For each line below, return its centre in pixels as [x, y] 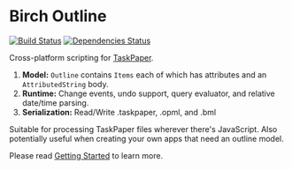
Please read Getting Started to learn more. [86, 155]
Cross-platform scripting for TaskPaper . [81, 57]
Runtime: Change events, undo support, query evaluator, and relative [149, 93]
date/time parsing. [55, 102]
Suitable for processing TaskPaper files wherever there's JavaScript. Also [143, 129]
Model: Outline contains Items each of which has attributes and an [144, 74]
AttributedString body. [65, 84]
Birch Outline [58, 16]
